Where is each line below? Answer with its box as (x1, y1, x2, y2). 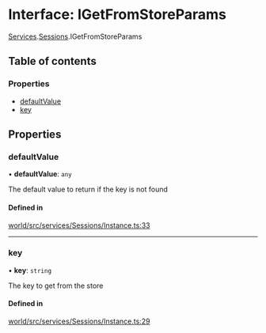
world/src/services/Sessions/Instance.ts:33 (8, 220, 150, 230)
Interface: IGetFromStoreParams (8, 6, 227, 24)
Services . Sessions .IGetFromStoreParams (8, 32, 142, 41)
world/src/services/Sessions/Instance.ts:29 (8, 316, 150, 326)
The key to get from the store (8, 281, 104, 290)
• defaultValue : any (8, 169, 73, 179)
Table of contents (8, 55, 97, 68)
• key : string (8, 265, 52, 274)
